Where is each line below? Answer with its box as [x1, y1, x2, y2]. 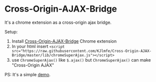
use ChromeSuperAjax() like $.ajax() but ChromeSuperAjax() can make [11, 57, 151, 63]
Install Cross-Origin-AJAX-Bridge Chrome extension [11, 38, 117, 44]
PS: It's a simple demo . [4, 71, 51, 77]
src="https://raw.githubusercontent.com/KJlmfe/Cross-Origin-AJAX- [11, 49, 152, 53]
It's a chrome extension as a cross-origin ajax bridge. [4, 19, 112, 25]
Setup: [4, 29, 18, 34]
